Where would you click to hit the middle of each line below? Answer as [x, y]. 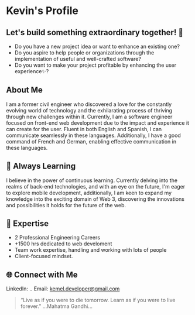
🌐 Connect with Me [42, 274]
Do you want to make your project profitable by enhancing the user [95, 65]
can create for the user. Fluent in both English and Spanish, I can [84, 129]
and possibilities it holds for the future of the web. [66, 205]
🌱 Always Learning [41, 166]
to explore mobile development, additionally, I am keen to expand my [89, 193]
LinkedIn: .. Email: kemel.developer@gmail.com [63, 289]
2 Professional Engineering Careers [57, 238]
